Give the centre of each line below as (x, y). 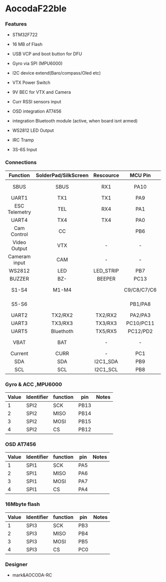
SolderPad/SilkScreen (62, 175)
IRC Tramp (23, 140)
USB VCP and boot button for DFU (47, 54)
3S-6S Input (24, 150)
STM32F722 (25, 35)
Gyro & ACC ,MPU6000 (34, 384)
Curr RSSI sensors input (37, 102)
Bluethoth (62, 331)
